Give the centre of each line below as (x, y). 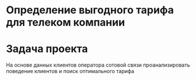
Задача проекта (47, 49)
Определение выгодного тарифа (90, 10)
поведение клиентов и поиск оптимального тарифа (70, 71)
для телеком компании (66, 22)
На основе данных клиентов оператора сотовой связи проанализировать (98, 65)
